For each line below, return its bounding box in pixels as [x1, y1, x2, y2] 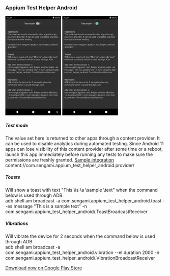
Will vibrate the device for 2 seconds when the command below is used [5, 233, 155, 239]
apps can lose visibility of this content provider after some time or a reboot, [5, 146, 163, 152]
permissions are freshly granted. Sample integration [5, 157, 115, 163]
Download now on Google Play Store [5, 265, 82, 271]
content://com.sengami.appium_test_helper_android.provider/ [5, 163, 135, 169]
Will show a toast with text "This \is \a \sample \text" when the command [5, 187, 158, 193]
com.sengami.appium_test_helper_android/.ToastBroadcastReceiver [5, 209, 148, 215]
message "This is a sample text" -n [13, 203, 88, 210]
